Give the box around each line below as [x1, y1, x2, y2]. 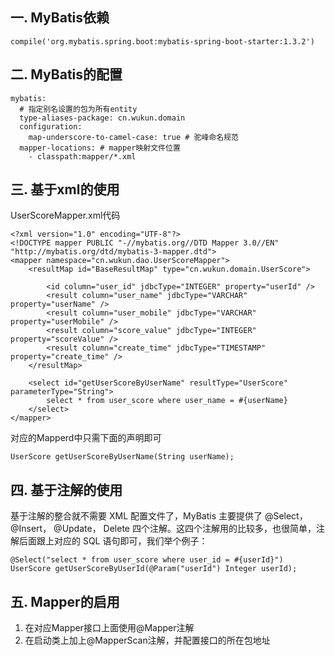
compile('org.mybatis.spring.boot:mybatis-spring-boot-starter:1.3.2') [10, 36, 315, 47]
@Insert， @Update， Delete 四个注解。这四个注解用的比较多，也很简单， [10, 523, 317, 535]
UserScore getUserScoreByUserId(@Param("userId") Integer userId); [10, 564, 298, 574]
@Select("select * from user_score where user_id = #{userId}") [10, 555, 284, 565]
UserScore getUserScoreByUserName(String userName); [10, 452, 235, 462]
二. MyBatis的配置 [10, 66, 123, 83]
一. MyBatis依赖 [10, 9, 110, 27]
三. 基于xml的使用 [10, 181, 120, 198]
